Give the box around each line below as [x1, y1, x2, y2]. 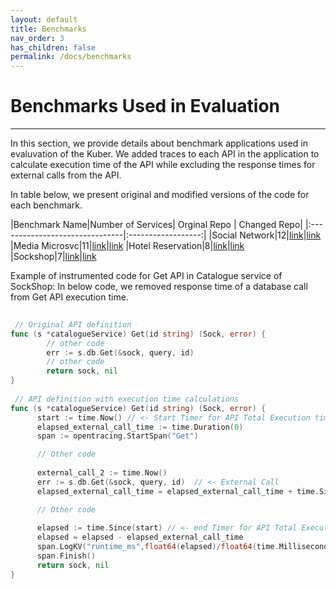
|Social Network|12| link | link [208, 229, 322, 241]
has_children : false [10, 42, 97, 53]
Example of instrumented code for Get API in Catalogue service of [10, 270, 283, 282]
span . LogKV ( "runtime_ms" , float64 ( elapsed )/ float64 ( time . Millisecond [36, 542, 329, 552]
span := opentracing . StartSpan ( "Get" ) [36, 431, 199, 441]
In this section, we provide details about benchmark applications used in [10, 137, 308, 150]
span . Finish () [36, 551, 97, 561]
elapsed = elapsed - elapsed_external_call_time [36, 532, 244, 543]
